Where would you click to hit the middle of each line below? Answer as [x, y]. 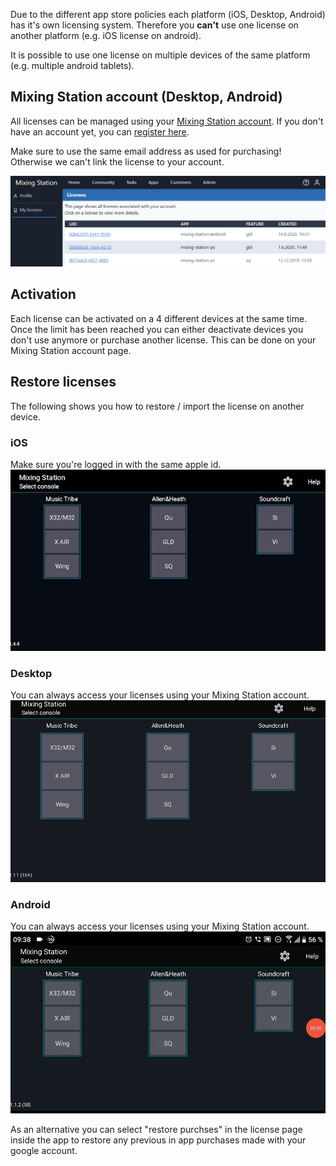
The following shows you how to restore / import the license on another [157, 406]
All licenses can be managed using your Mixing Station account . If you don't [167, 121]
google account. [44, 1150]
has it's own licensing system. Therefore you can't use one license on [154, 25]
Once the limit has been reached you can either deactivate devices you [157, 329]
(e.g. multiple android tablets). [72, 65]
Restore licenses [63, 382]
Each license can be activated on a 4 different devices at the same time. [159, 318]
